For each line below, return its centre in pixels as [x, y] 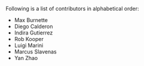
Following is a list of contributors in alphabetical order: [72, 9]
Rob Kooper [29, 39]
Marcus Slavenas [36, 52]
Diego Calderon [33, 26]
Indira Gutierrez [33, 33]
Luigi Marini [29, 45]
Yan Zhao [26, 58]
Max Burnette [31, 20]
